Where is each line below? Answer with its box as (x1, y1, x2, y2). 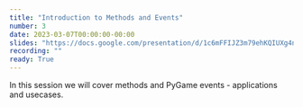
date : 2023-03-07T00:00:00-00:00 (9, 30, 135, 39)
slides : (9, 38, 39, 48)
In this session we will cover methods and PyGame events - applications (9, 80, 278, 90)
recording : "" (9, 47, 63, 56)
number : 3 (9, 22, 47, 31)
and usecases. (9, 89, 64, 100)
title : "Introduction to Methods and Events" (9, 13, 183, 22)
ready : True (9, 55, 54, 64)
